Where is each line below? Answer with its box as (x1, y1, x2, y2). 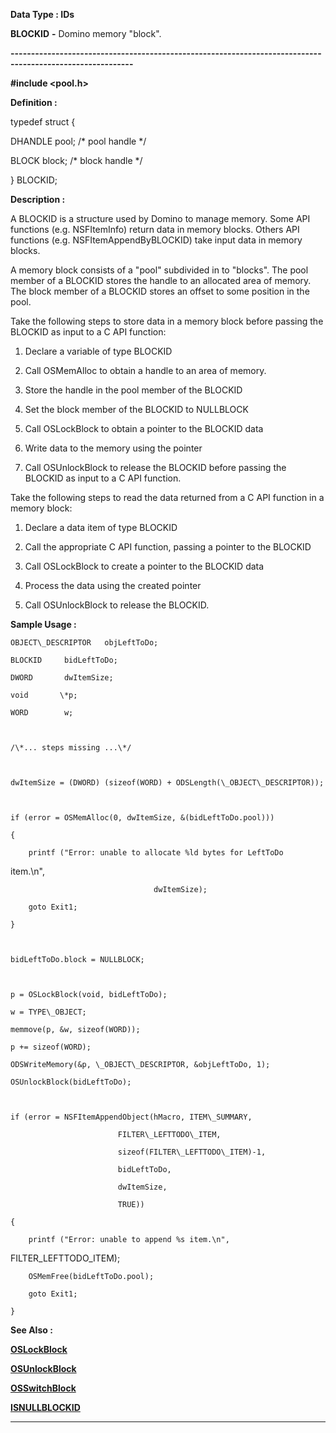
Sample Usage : (10, 619, 77, 630)
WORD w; (10, 708, 74, 718)
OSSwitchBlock (10, 1382, 77, 1394)
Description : (10, 194, 66, 205)
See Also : (10, 1324, 53, 1336)
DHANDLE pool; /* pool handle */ (10, 135, 147, 147)
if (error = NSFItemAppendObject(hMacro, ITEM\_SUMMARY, (10, 1112, 253, 1122)
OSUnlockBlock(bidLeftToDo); (10, 1077, 132, 1087)
